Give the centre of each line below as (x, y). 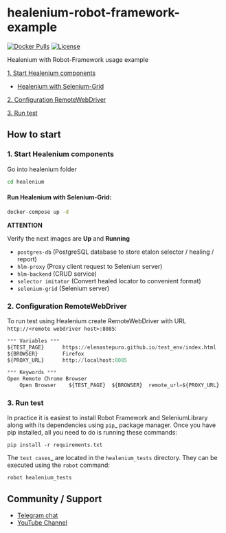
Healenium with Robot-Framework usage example (78, 59)
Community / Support (55, 499)
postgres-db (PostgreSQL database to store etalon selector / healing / (115, 252)
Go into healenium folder (42, 169)
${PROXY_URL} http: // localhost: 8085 (67, 360)
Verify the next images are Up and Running (69, 238)
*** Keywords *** (32, 373)
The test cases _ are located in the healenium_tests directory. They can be (112, 458)
